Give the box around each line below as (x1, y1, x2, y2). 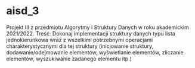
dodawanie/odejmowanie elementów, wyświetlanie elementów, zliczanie (6, 48, 184, 56)
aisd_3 (6, 4, 39, 18)
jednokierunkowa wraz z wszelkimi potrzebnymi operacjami (6, 36, 153, 43)
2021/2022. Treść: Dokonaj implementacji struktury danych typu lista (6, 30, 176, 37)
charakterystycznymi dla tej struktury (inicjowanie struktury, (6, 43, 154, 50)
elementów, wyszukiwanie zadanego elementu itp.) (6, 55, 132, 62)
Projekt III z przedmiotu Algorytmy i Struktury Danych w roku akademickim (6, 24, 189, 31)
